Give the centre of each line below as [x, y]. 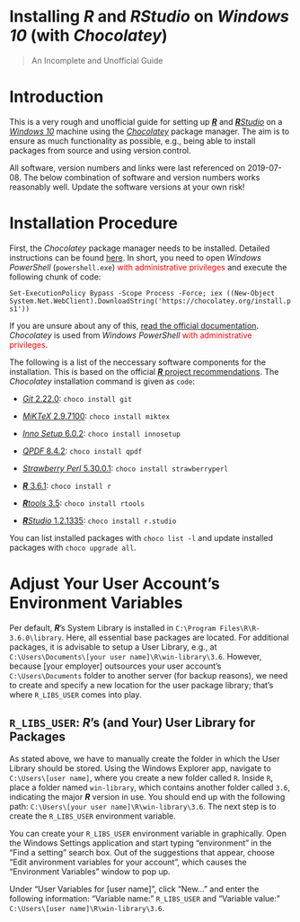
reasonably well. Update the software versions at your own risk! [127, 187]
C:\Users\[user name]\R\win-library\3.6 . [87, 908]
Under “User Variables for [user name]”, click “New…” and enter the [134, 889]
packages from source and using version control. [100, 150]
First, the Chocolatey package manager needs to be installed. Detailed [140, 248]
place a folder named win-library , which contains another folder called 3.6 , [150, 787]
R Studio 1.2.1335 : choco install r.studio [99, 520]
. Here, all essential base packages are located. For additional [175, 637]
